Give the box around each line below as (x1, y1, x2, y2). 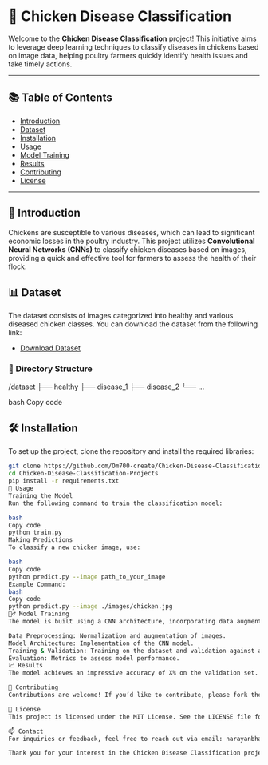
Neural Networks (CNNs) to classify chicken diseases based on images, (8, 244, 247, 254)
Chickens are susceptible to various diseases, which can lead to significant (8, 227, 255, 237)
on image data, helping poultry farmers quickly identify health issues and (8, 50, 249, 60)
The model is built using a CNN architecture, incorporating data (8, 618, 234, 626)
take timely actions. (8, 59, 73, 69)
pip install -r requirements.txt (8, 477, 120, 485)
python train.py (8, 528, 62, 537)
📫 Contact (8, 727, 44, 735)
